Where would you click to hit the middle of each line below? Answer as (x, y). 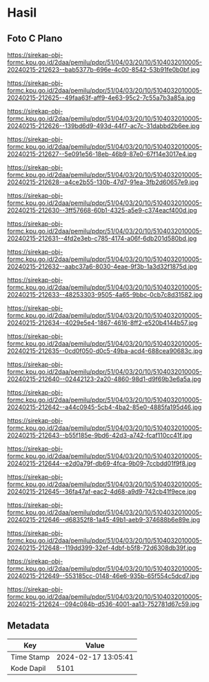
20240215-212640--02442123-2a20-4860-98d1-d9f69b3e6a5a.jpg (104, 379)
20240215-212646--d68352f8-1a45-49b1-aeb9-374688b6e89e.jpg (103, 520)
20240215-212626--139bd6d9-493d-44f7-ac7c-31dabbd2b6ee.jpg (103, 126)
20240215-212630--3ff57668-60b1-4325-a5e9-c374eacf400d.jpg (102, 210)
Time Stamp (30, 657)
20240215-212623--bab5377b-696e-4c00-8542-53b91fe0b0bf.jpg (103, 70)
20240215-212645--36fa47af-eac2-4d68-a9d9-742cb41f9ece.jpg (102, 492)
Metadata (28, 626)
